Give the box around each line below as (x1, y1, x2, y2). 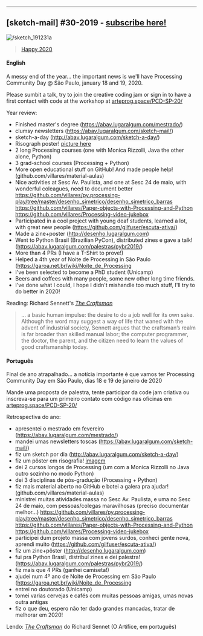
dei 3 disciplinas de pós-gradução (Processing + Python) (14, 476, 158, 484)
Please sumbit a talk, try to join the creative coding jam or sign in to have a (6, 91, 192, 99)
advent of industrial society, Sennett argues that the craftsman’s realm (21, 324, 196, 331)
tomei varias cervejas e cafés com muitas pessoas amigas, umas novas (14, 592, 193, 599)
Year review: (6, 109, 37, 117)
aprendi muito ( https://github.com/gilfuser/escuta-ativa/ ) (14, 540, 157, 548)
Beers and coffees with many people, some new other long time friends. (14, 275, 195, 282)
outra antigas (14, 599, 48, 606)
